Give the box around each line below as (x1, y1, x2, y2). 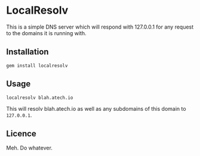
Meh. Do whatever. (6, 144, 53, 152)
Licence (6, 129, 37, 139)
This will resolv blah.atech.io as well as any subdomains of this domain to (6, 105, 186, 112)
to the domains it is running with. (6, 29, 87, 36)
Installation (6, 47, 49, 57)
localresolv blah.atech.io (6, 95, 73, 101)
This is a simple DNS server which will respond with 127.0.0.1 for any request (6, 23, 194, 30)
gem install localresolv (6, 63, 68, 68)
